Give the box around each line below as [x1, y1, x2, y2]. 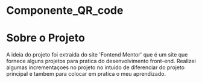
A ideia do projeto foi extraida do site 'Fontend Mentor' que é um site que [6, 51, 188, 58]
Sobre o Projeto [6, 31, 86, 45]
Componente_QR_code [6, 4, 124, 17]
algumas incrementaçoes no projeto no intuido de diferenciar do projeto [6, 64, 185, 71]
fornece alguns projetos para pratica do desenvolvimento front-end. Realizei [6, 58, 196, 65]
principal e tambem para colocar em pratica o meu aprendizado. [6, 70, 166, 78]
